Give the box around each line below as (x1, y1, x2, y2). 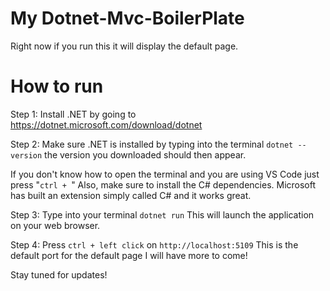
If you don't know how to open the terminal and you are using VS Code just (10, 168, 320, 180)
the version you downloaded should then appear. (44, 148, 247, 161)
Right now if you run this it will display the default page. (10, 40, 239, 52)
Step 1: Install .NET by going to (10, 108, 137, 120)
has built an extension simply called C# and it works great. (10, 189, 252, 201)
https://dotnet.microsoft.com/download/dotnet (10, 118, 203, 131)
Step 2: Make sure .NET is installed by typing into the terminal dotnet (10, 138, 294, 150)
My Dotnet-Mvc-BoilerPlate (10, 7, 245, 30)
